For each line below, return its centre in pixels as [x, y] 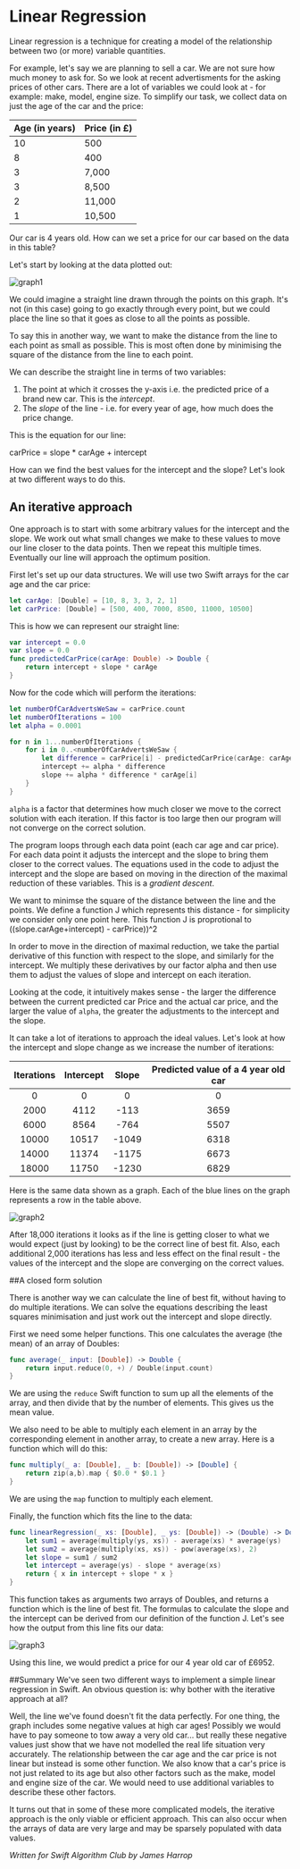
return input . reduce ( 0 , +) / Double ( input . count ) [120, 1368]
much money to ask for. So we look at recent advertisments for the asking [145, 77]
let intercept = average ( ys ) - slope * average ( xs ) [123, 1566]
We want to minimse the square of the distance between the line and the [143, 900]
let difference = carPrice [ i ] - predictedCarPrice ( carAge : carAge [167, 758]
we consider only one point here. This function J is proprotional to [130, 919]
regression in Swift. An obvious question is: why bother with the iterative [142, 1689]
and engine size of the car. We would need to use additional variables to [142, 1782]
